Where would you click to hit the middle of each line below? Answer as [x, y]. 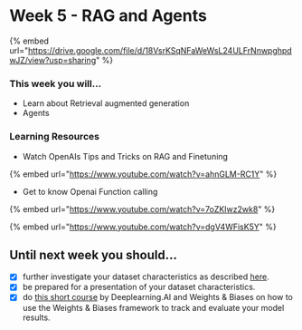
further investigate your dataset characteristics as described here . [146, 277]
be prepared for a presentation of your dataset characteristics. [139, 287]
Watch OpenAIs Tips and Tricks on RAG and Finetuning [125, 156]
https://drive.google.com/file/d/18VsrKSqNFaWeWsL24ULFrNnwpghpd [160, 50]
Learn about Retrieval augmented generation [106, 103]
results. [37, 317]
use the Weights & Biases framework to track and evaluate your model [153, 307]
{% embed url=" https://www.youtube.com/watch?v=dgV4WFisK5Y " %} [143, 227]
